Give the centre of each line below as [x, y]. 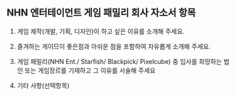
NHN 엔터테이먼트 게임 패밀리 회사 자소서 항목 [101, 13]
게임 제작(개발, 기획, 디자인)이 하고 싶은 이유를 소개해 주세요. [101, 31]
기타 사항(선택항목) [43, 85]
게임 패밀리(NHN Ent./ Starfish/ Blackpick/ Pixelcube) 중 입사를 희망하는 [119, 61]
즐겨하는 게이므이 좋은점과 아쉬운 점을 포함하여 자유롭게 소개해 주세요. [114, 46]
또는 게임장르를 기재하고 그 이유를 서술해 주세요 [90, 70]
